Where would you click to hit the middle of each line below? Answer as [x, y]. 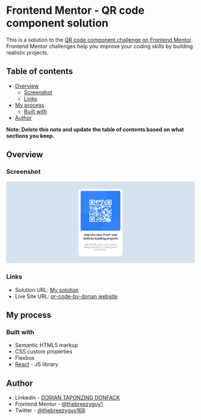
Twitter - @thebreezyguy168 [50, 410]
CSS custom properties [44, 352]
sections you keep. [31, 136]
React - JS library [36, 364]
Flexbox [25, 358]
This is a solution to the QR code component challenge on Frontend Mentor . [99, 40]
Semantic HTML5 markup [46, 345]
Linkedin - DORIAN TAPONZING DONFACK [67, 398]
